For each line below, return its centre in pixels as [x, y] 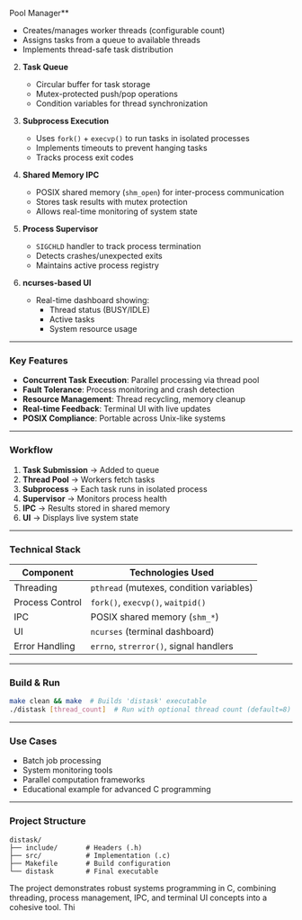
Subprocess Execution [66, 121]
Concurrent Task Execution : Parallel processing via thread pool [141, 380]
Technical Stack [45, 549]
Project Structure [48, 821]
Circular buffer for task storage [93, 84]
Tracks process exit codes [84, 157]
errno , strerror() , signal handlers [162, 646]
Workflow [31, 451]
